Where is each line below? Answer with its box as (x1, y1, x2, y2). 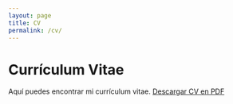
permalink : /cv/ (8, 26, 62, 34)
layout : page (8, 11, 52, 20)
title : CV (8, 19, 41, 27)
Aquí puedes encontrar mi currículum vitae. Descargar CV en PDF (8, 87, 225, 96)
